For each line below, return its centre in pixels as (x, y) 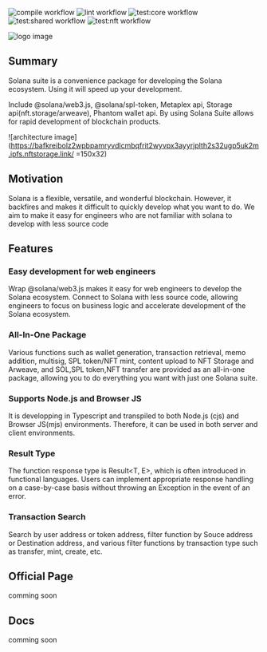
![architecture (31, 136)
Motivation (36, 179)
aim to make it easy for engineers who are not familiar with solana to (120, 215)
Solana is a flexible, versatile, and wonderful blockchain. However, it (120, 198)
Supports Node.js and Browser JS (75, 398)
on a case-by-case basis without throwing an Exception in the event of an (129, 488)
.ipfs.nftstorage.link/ (41, 154)
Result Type (32, 453)
